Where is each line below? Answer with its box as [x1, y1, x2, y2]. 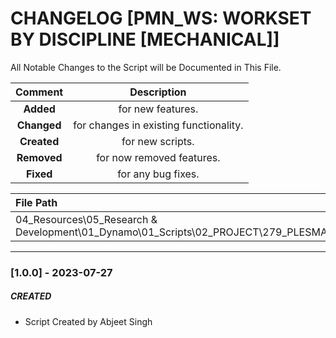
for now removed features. [96, 150, 221, 164]
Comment [15, 85, 64, 99]
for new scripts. [121, 134, 195, 148]
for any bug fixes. [117, 167, 200, 181]
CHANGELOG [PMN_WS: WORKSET [10, 7, 312, 30]
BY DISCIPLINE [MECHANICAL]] [10, 28, 280, 51]
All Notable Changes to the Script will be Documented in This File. [10, 61, 282, 73]
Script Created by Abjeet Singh [24, 315, 153, 327]
